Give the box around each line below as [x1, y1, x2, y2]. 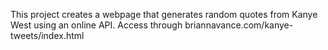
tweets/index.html [10, 30, 85, 41]
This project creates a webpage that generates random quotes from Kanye [10, 9, 318, 20]
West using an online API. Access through [10, 19, 183, 31]
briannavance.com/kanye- [184, 19, 294, 31]
